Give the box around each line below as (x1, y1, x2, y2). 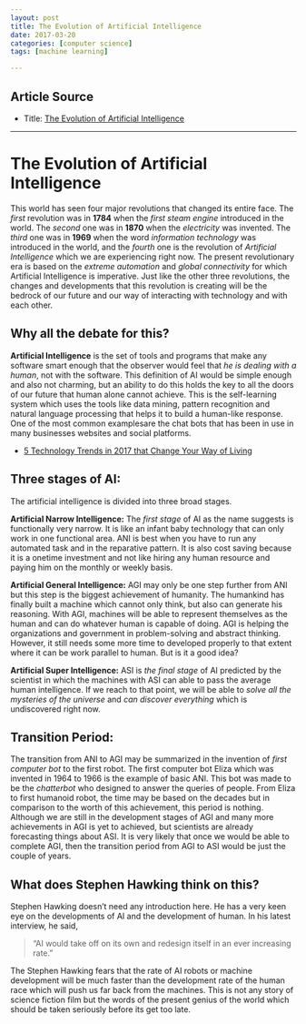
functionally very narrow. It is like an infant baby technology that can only (10, 522, 284, 533)
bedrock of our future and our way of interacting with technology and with (10, 289, 289, 300)
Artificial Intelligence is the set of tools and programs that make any (10, 350, 267, 360)
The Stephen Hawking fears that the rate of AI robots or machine (10, 966, 253, 977)
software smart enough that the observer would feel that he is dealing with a (10, 360, 297, 370)
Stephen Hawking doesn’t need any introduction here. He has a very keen (10, 901, 287, 912)
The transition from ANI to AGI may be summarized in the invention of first (10, 754, 288, 765)
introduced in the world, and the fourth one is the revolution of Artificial (10, 241, 277, 252)
